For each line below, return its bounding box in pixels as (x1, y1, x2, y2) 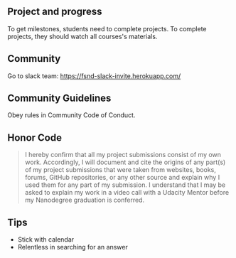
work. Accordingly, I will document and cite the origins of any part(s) (24, 158, 226, 166)
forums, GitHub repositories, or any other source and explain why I (24, 173, 220, 182)
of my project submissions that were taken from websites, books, (24, 166, 217, 174)
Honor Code (7, 131, 63, 144)
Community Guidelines (7, 92, 112, 104)
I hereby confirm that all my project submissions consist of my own (24, 151, 222, 159)
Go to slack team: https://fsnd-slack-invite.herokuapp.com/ (7, 71, 181, 80)
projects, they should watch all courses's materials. (7, 32, 158, 41)
